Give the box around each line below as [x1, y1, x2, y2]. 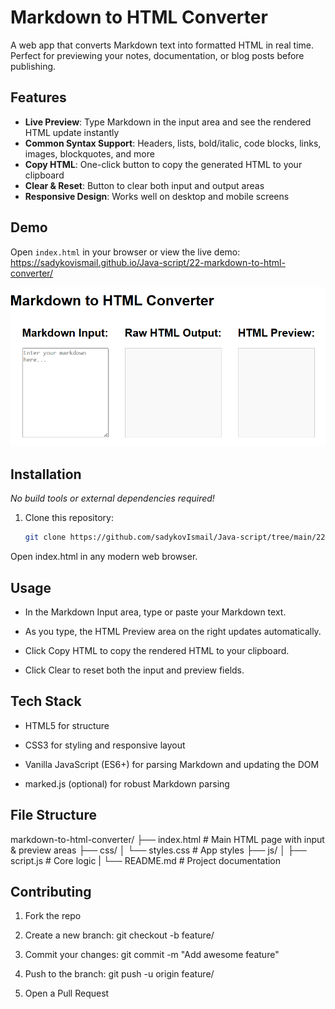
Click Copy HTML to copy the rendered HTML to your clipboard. [24, 644, 290, 656]
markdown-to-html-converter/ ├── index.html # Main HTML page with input [10, 833, 325, 845]
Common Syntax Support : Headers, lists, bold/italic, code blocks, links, [24, 137, 322, 149]
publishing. [10, 60, 57, 72]
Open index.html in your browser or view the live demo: [10, 246, 241, 258]
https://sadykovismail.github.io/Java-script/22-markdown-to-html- [10, 256, 286, 268]
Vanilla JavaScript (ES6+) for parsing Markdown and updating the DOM [24, 758, 320, 770]
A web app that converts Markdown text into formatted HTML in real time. [10, 39, 315, 51]
